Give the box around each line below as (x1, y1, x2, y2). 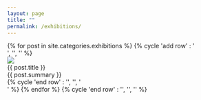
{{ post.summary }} (7, 70, 62, 79)
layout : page (7, 10, 45, 17)
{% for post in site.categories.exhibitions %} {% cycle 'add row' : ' (7, 42, 195, 50)
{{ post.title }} (7, 63, 46, 72)
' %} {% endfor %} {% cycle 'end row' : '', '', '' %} (7, 86, 148, 94)
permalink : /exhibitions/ (7, 23, 81, 30)
